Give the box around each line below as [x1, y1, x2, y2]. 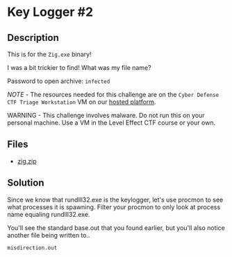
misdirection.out [7, 244, 58, 251]
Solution [7, 177, 44, 189]
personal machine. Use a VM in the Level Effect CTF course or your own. [7, 118, 216, 127]
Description [7, 32, 59, 44]
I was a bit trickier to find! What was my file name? [7, 64, 151, 71]
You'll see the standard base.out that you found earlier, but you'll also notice [7, 223, 226, 232]
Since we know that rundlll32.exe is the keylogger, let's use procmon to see [7, 195, 224, 204]
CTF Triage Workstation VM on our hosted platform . [7, 98, 156, 106]
